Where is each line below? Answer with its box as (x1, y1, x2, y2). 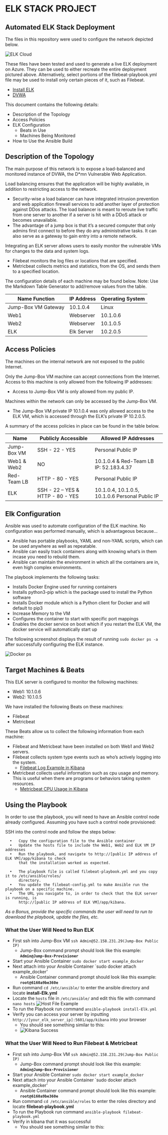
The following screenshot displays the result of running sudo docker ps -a (5, 636, 158, 642)
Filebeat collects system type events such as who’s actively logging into (12, 754, 161, 760)
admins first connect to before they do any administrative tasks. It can (12, 227, 157, 233)
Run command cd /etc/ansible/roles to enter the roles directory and (12, 1098, 156, 1104)
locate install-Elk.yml (12, 990, 57, 996)
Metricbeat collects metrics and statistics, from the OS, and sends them (12, 263, 160, 269)
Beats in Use (19, 127, 46, 133)
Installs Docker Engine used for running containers (12, 584, 117, 590)
